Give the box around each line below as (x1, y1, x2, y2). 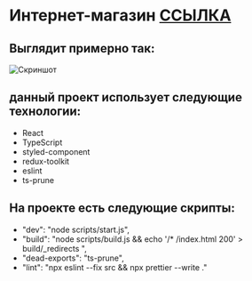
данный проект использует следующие (9, 90, 242, 105)
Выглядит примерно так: (9, 41, 155, 56)
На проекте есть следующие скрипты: (9, 201, 235, 216)
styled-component (21, 146, 91, 157)
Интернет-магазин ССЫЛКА (9, 5, 232, 26)
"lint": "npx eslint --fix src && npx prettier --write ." (21, 261, 208, 272)
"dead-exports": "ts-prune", (21, 253, 124, 263)
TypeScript (21, 137, 63, 148)
